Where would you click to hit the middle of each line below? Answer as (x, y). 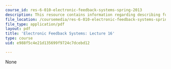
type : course (19, 39)
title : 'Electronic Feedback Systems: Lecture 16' (60, 33)
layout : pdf (18, 29)
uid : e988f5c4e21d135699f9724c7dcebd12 (48, 43)
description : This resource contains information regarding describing (83, 15)
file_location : (21, 19)
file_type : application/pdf (35, 24)
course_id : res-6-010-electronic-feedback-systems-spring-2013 (74, 10)
